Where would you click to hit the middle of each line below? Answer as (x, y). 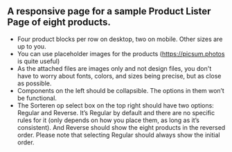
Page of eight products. (59, 23)
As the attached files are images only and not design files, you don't (114, 68)
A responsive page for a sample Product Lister (109, 11)
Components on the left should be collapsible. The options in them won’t (121, 90)
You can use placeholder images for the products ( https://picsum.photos (121, 53)
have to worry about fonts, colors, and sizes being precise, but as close (119, 76)
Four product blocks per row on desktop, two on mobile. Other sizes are (120, 39)
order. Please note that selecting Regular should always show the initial (118, 135)
